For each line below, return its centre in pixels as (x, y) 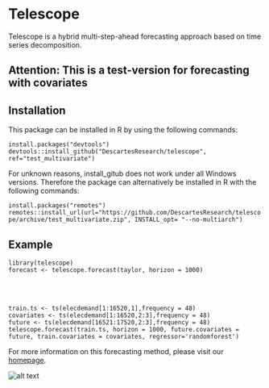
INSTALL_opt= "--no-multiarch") (188, 220)
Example (31, 244)
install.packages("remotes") (57, 206)
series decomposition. (45, 44)
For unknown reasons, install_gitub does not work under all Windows (122, 173)
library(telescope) (41, 263)
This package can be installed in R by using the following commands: (123, 130)
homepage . (27, 360)
